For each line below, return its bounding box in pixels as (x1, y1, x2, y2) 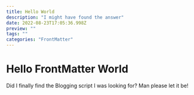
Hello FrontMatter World (6, 62, 129, 76)
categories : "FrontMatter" (6, 36, 73, 42)
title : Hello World (6, 8, 55, 15)
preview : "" (6, 25, 36, 32)
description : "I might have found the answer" (6, 14, 124, 20)
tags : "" (6, 31, 28, 37)
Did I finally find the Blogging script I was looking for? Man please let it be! (6, 82, 189, 89)
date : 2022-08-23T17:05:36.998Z (6, 20, 87, 26)
